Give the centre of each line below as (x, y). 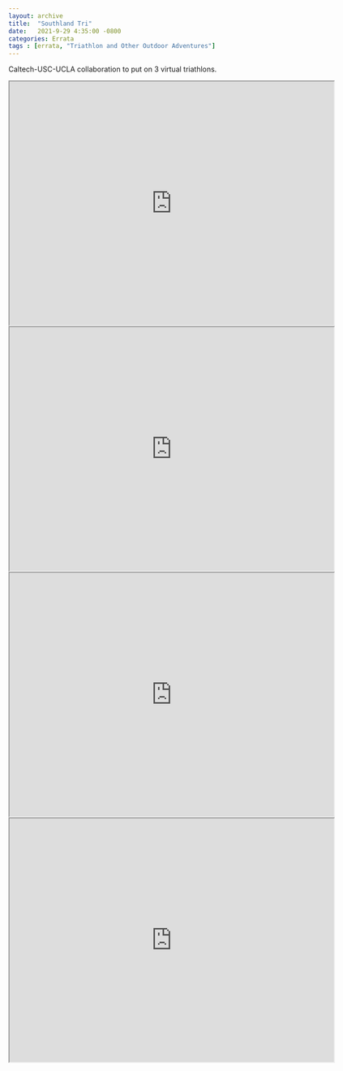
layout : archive (36, 16)
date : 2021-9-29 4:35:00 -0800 (65, 31)
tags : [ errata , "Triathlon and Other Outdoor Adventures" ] (112, 46)
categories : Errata (41, 39)
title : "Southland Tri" (50, 24)
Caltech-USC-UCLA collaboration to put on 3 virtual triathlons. (113, 69)
